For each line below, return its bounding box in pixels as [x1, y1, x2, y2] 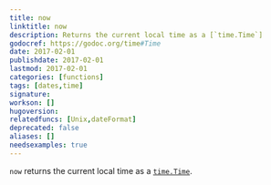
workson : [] [9, 98, 55, 108]
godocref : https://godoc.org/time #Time [9, 38, 162, 48]
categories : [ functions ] [9, 73, 104, 82]
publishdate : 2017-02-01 [9, 56, 104, 65]
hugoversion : [9, 107, 59, 116]
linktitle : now [9, 22, 68, 31]
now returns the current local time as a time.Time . [9, 165, 193, 176]
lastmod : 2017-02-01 [9, 65, 89, 74]
